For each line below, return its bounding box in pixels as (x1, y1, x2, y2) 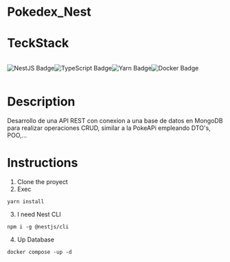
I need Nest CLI (16, 210, 62, 218)
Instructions (7, 155, 78, 171)
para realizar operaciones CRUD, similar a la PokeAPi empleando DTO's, (7, 124, 211, 132)
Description (7, 94, 76, 109)
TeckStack (7, 36, 69, 51)
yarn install (7, 198, 45, 205)
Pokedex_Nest (7, 4, 91, 20)
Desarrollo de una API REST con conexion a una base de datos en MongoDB (7, 117, 223, 125)
